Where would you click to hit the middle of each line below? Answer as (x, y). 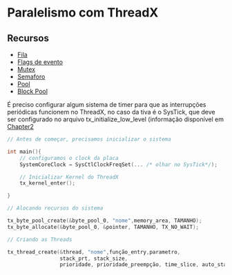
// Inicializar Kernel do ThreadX (69, 177)
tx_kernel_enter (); (48, 183)
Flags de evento (40, 62)
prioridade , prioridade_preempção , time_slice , (129, 265)
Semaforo (31, 77)
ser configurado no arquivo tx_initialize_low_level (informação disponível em (116, 119)
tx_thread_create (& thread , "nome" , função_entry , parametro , (94, 252)
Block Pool (32, 91)
